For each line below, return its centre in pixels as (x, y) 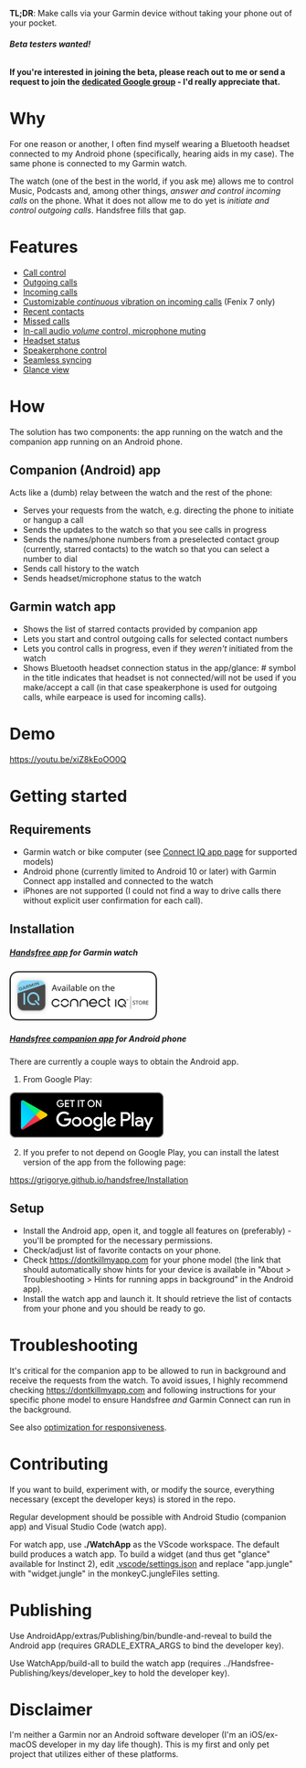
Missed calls (46, 321)
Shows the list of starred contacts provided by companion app (140, 629)
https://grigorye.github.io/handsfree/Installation (99, 1179)
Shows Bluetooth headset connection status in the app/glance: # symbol (159, 667)
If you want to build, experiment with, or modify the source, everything (142, 1489)
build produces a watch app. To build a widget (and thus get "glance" (140, 1554)
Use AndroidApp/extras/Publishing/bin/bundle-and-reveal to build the (141, 1635)
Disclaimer (51, 1709)
